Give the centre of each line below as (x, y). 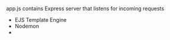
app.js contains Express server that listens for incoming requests (85, 9)
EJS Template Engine (41, 20)
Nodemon (27, 26)
